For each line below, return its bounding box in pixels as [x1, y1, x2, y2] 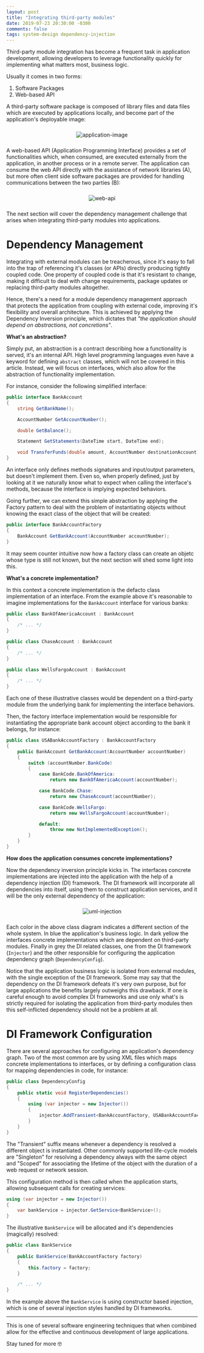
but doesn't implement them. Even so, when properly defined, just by [6, 472, 179, 480]
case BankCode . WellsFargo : [38, 804, 107, 811]
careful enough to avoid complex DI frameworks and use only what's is [6, 993, 184, 1000]
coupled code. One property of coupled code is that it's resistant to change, [6, 271, 197, 278]
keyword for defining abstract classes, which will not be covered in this [6, 358, 185, 365]
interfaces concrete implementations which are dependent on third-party [6, 936, 189, 943]
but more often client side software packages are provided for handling [6, 172, 185, 180]
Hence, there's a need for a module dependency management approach [6, 296, 187, 303]
